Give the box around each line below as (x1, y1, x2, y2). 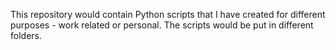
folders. (10, 30, 42, 41)
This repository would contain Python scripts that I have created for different (10, 9, 326, 20)
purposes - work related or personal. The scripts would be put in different (10, 19, 314, 31)
